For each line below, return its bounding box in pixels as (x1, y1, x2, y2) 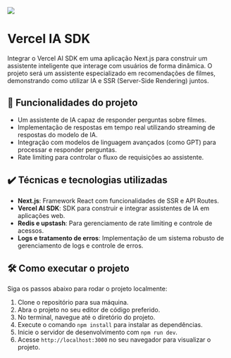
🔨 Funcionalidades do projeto (7, 97, 138, 109)
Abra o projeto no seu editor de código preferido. (17, 306, 161, 314)
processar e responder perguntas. (17, 145, 118, 154)
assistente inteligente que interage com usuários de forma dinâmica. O (7, 61, 213, 70)
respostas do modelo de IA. (17, 130, 98, 139)
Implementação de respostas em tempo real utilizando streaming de (17, 123, 216, 132)
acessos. (17, 226, 44, 235)
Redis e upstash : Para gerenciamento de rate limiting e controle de (17, 219, 213, 227)
